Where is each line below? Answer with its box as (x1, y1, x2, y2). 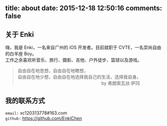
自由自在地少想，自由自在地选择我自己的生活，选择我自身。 (17, 74, 141, 80)
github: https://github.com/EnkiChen (5, 115, 82, 121)
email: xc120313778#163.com (5, 110, 67, 116)
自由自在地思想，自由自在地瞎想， (17, 68, 89, 74)
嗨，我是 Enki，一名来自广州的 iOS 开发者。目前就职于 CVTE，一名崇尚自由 (5, 45, 161, 51)
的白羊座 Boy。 (5, 51, 37, 57)
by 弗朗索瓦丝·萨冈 (101, 80, 140, 86)
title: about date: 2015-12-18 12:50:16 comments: (5, 4, 162, 13)
